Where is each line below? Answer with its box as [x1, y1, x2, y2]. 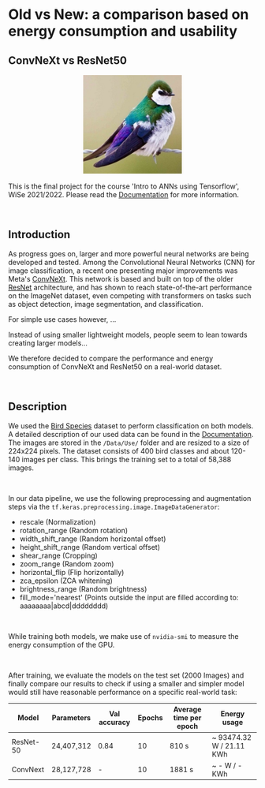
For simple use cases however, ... [8, 314, 117, 324]
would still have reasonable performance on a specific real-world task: [8, 687, 238, 697]
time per [173, 713, 202, 723]
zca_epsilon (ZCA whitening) [19, 576, 113, 585]
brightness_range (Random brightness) [19, 584, 147, 593]
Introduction [8, 228, 71, 241]
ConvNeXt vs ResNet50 [8, 54, 128, 67]
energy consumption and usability [8, 22, 238, 40]
